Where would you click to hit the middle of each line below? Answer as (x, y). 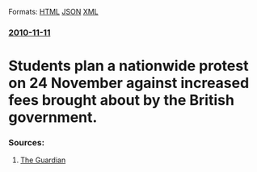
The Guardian (43, 160)
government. (53, 117)
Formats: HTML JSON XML (53, 12)
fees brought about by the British (121, 101)
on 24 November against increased (129, 83)
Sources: (27, 143)
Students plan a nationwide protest (128, 66)
